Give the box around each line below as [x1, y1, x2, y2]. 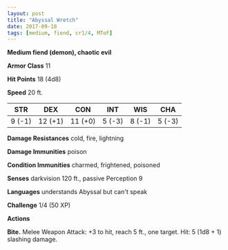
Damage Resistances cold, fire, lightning [7, 134, 124, 142]
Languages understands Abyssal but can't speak [7, 188, 147, 196]
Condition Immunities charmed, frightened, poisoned [7, 161, 160, 169]
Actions [7, 215, 30, 223]
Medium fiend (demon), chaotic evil [7, 48, 112, 57]
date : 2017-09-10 [7, 23, 57, 30]
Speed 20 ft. [7, 88, 44, 97]
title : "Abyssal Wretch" [7, 17, 79, 23]
